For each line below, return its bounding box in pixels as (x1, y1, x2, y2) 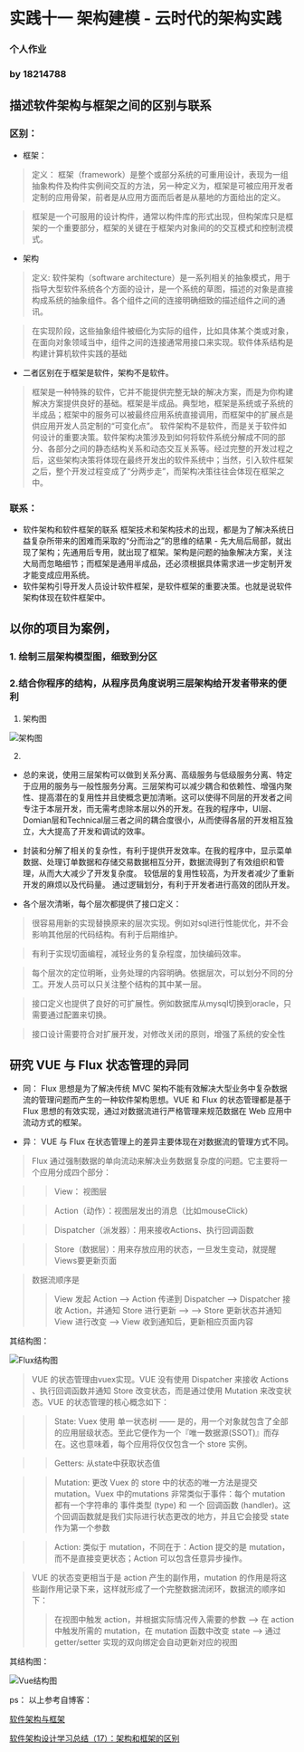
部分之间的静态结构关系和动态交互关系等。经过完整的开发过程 (55, 443, 286, 454)
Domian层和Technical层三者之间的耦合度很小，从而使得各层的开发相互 (22, 814, 286, 825)
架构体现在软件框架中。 (22, 592, 110, 603)
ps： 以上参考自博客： (9, 1695, 92, 1706)
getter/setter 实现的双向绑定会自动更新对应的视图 (53, 1637, 238, 1648)
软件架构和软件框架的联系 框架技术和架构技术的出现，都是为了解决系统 (22, 525, 287, 535)
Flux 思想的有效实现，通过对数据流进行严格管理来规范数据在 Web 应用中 (22, 1106, 292, 1117)
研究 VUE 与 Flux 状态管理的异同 (9, 1057, 189, 1073)
